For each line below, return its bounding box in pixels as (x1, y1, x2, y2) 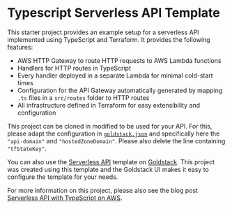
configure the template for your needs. (7, 173, 118, 181)
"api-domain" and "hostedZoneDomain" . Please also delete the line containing (7, 136, 226, 145)
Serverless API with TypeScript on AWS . (7, 194, 123, 202)
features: (7, 43, 33, 51)
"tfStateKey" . (7, 144, 47, 152)
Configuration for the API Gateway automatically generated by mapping (17, 86, 223, 94)
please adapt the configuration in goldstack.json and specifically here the (7, 129, 220, 138)
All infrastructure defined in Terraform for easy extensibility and (17, 101, 201, 109)
